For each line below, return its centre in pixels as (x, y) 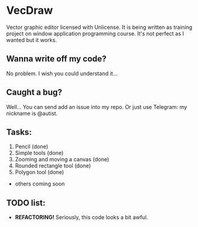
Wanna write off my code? (57, 59)
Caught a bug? (34, 92)
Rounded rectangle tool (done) (53, 166)
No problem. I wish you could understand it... (62, 73)
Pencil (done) (32, 147)
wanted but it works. (32, 40)
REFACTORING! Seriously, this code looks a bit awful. (82, 217)
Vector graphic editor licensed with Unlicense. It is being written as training (99, 27)
